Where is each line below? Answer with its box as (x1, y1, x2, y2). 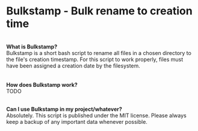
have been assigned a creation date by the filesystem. (6, 62, 140, 69)
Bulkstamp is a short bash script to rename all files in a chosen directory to (6, 49, 191, 56)
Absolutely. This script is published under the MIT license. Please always (6, 112, 187, 119)
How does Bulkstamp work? (6, 81, 78, 88)
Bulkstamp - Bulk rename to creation (6, 4, 193, 18)
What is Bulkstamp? (6, 43, 58, 50)
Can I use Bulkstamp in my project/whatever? (6, 105, 122, 112)
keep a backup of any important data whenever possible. (6, 118, 147, 125)
